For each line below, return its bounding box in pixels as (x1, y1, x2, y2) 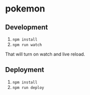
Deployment (5, 65, 44, 74)
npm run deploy (12, 85, 44, 90)
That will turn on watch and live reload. (5, 51, 85, 57)
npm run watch (12, 42, 42, 47)
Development (5, 23, 48, 31)
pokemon (5, 3, 45, 14)
